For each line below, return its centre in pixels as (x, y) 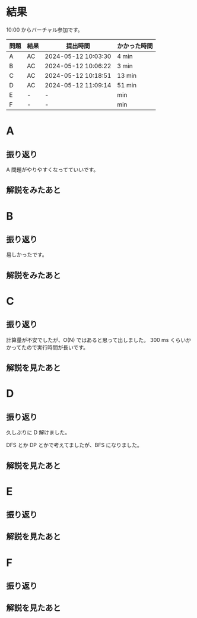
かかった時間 (135, 46)
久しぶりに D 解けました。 (38, 432)
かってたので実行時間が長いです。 (47, 347)
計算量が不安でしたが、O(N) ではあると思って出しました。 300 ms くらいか (99, 340)
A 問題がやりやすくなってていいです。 (53, 169)
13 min (127, 75)
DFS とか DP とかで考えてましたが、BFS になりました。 (74, 445)
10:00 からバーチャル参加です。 (45, 30)
